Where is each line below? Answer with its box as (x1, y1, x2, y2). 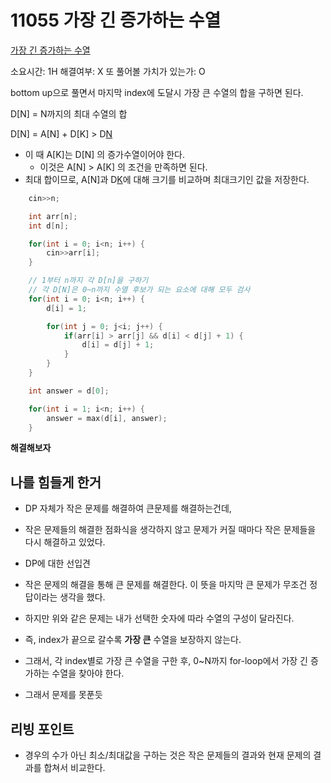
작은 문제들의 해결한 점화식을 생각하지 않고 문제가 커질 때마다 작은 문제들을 (24, 524, 317, 536)
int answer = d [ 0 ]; (28, 386, 110, 396)
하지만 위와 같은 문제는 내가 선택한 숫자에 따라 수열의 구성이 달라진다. (24, 612, 295, 625)
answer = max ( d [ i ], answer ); (46, 413, 168, 423)
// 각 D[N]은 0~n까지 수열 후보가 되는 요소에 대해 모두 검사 (28, 285, 251, 295)
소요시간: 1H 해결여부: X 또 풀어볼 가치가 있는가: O (10, 65, 206, 77)
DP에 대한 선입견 (24, 557, 91, 570)
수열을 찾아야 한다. (51, 667, 125, 680)
